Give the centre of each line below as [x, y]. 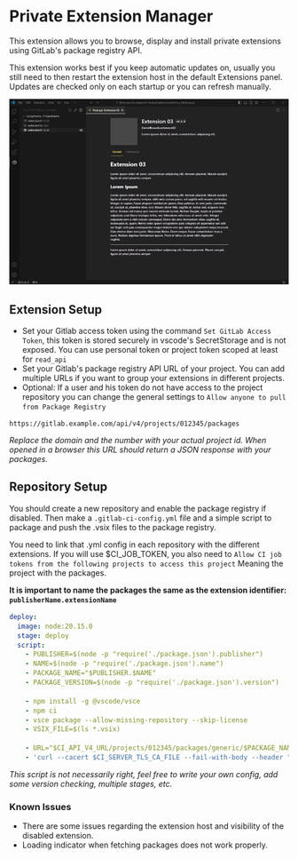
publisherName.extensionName [63, 600]
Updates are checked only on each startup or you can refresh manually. [141, 86]
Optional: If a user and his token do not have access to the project [142, 387]
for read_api [44, 359]
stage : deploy [43, 636]
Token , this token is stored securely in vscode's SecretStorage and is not [154, 340]
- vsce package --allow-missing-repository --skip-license [137, 720]
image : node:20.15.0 [55, 626]
